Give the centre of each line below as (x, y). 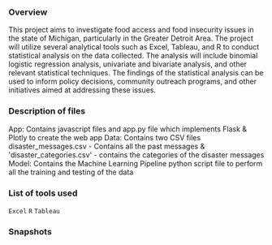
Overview (28, 12)
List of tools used (43, 193)
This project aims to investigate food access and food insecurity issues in (131, 30)
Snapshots (30, 231)
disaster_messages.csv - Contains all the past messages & (107, 146)
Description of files (47, 111)
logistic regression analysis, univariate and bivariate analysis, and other (128, 64)
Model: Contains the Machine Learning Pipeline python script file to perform (136, 163)
